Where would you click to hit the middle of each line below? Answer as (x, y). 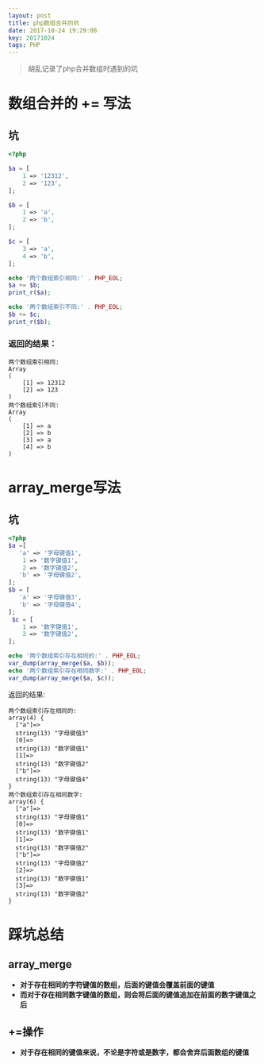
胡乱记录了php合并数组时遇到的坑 (83, 69)
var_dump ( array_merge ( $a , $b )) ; (61, 664)
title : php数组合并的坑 (44, 23)
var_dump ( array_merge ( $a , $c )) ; (61, 678)
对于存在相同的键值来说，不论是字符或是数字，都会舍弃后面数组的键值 (134, 1052)
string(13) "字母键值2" (52, 863)
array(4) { (26, 718)
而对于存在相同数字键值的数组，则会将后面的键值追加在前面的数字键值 (134, 994)
